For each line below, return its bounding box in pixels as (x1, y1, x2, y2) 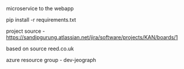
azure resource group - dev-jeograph (6, 57, 97, 63)
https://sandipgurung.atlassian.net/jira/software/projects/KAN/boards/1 (6, 34, 178, 40)
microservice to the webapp (6, 5, 74, 12)
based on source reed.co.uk (6, 45, 74, 52)
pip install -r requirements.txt (6, 16, 76, 23)
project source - (6, 27, 45, 34)
